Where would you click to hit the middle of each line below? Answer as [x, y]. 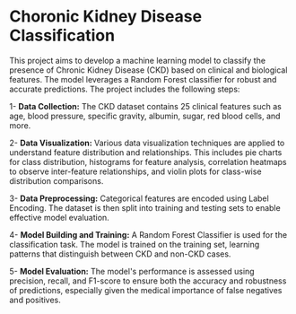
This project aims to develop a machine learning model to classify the [138, 60]
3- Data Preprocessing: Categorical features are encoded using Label [139, 198]
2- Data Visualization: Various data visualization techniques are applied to [147, 143]
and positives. [35, 300]
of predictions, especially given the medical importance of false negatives [146, 290]
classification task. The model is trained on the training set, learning [135, 244]
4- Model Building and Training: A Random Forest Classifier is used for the [148, 234]
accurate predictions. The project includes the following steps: [125, 89]
